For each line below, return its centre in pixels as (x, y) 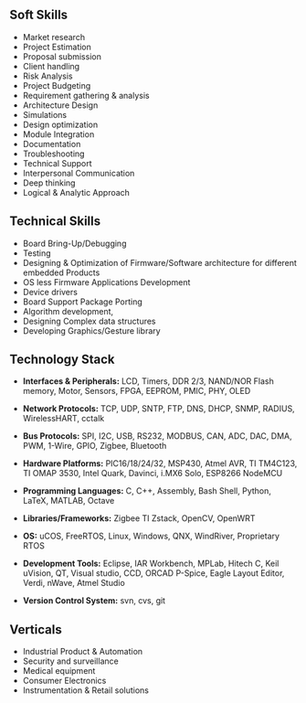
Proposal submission (62, 56)
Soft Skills (39, 15)
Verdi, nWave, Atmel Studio (74, 583)
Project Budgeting (57, 85)
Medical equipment (59, 671)
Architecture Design (60, 105)
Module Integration (58, 134)
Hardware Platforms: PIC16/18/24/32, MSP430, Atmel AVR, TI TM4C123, (160, 463)
